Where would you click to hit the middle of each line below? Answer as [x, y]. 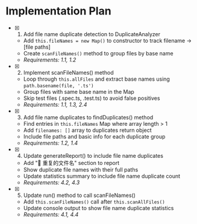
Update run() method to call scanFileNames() [80, 195]
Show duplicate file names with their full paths [81, 169]
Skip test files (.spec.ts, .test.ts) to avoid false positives [92, 98]
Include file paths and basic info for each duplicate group [94, 136]
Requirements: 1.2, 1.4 [51, 143]
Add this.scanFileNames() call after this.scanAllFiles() [94, 201]
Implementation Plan [59, 11]
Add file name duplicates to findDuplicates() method [88, 117]
